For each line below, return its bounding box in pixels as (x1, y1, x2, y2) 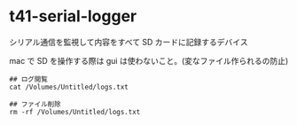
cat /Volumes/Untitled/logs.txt (9, 82, 129, 91)
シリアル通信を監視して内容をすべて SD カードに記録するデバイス (9, 36, 248, 47)
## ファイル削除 (9, 99, 61, 108)
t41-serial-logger (9, 6, 137, 27)
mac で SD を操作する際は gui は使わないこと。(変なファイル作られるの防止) (9, 55, 289, 66)
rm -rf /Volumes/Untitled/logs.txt (9, 107, 141, 116)
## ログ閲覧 (9, 74, 49, 83)
